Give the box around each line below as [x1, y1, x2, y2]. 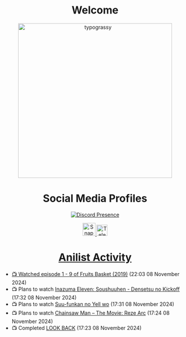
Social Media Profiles [43, 192, 148, 205]
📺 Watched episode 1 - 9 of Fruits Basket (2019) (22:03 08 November [11, 270, 180, 277]
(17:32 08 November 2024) [11, 294, 77, 301]
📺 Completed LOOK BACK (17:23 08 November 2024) [11, 324, 142, 331]
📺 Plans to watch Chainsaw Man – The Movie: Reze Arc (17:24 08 [11, 309, 170, 316]
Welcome [72, 4, 118, 17]
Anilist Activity [58, 251, 132, 264]
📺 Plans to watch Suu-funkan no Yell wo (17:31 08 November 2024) [11, 300, 175, 308]
